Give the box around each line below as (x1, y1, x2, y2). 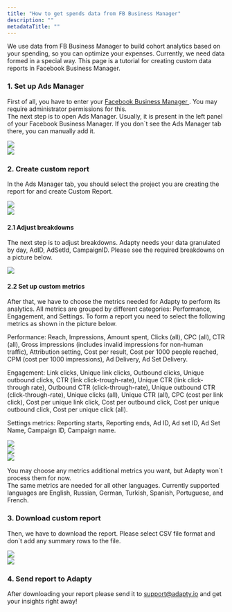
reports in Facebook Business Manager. (7, 64, 121, 73)
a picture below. (7, 253, 53, 262)
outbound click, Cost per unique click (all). (7, 405, 128, 414)
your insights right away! (7, 597, 78, 605)
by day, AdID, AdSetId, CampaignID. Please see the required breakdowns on (7, 246, 224, 254)
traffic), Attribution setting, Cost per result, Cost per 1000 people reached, (7, 348, 219, 356)
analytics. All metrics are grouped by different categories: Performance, (7, 305, 213, 313)
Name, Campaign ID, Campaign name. (7, 426, 116, 434)
